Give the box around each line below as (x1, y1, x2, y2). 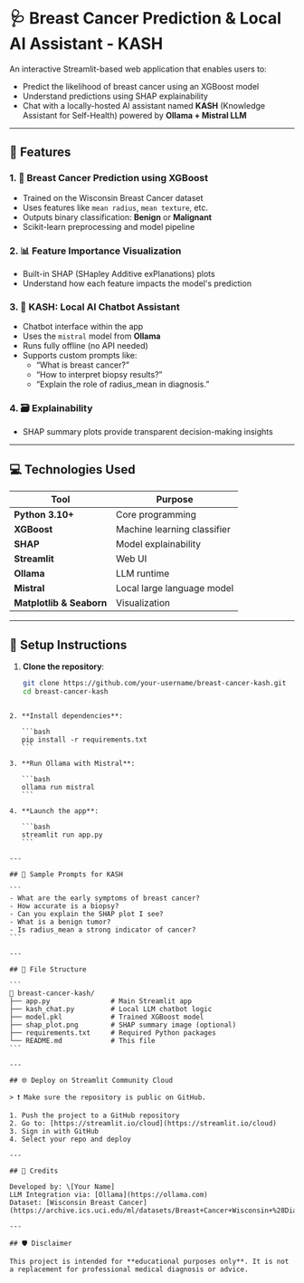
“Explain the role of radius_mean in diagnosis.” (35, 378, 210, 390)
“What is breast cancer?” (35, 359, 129, 370)
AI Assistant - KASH (9, 34, 164, 54)
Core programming (116, 509, 197, 522)
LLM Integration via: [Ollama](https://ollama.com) (9, 1190, 208, 1199)
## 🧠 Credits (9, 1166, 59, 1175)
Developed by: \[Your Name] (9, 1182, 116, 1192)
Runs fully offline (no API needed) (22, 340, 149, 351)
